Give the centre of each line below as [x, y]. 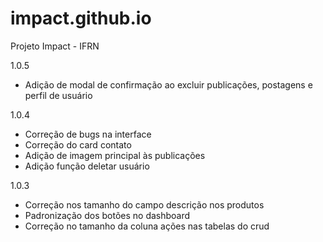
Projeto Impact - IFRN [55, 46]
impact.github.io [81, 18]
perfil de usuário [58, 95]
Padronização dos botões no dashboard [107, 215]
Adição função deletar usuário [87, 166]
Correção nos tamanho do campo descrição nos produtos [144, 204]
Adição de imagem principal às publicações [115, 155]
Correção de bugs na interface [88, 134]
